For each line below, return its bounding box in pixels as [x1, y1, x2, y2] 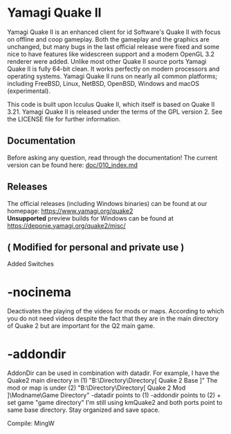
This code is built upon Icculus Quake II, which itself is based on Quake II [7, 100, 215, 108]
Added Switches [7, 260, 54, 268]
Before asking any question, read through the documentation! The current [7, 153, 218, 162]
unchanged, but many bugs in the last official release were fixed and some [7, 42, 220, 51]
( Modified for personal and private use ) [7, 241, 185, 253]
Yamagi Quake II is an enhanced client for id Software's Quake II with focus [7, 28, 221, 36]
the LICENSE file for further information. [7, 114, 121, 123]
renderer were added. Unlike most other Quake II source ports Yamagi [7, 57, 207, 65]
